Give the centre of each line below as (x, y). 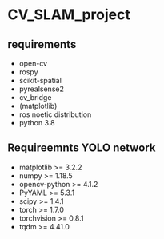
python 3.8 (37, 123)
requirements (42, 44)
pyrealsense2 (42, 89)
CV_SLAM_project (69, 15)
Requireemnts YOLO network (82, 148)
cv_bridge (35, 97)
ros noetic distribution (55, 114)
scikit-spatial (40, 80)
